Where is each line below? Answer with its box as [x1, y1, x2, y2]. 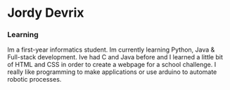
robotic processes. [7, 75, 62, 84]
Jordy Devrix [7, 5, 84, 21]
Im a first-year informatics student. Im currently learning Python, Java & [7, 45, 215, 54]
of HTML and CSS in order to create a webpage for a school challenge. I [7, 61, 217, 69]
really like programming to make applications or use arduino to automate [7, 68, 217, 76]
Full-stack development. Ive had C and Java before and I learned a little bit [7, 53, 223, 61]
